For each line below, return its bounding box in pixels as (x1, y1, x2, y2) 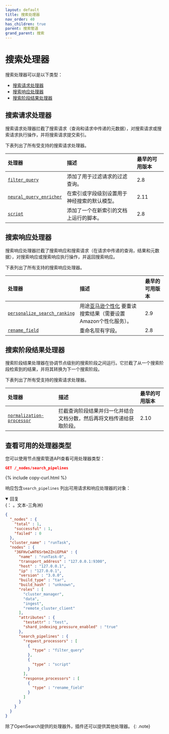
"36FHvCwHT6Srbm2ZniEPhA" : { (14, 550, 78, 555)
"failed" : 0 (14, 531, 42, 536)
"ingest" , (23, 601, 44, 606)
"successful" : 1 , (14, 526, 53, 531)
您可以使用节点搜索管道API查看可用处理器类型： (5, 456, 105, 462)
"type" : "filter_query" (32, 648, 84, 653)
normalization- (8, 413, 44, 418)
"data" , (23, 596, 39, 602)
